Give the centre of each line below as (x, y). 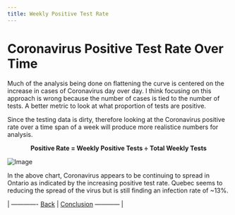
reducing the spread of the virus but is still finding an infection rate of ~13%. (118, 190)
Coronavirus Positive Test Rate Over (115, 48)
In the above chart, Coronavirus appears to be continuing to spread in (109, 175)
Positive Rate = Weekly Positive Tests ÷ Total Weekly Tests (119, 148)
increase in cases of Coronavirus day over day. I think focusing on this (109, 91)
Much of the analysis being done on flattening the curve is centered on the (116, 83)
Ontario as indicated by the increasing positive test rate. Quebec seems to (115, 183)
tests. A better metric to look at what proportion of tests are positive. (107, 106)
